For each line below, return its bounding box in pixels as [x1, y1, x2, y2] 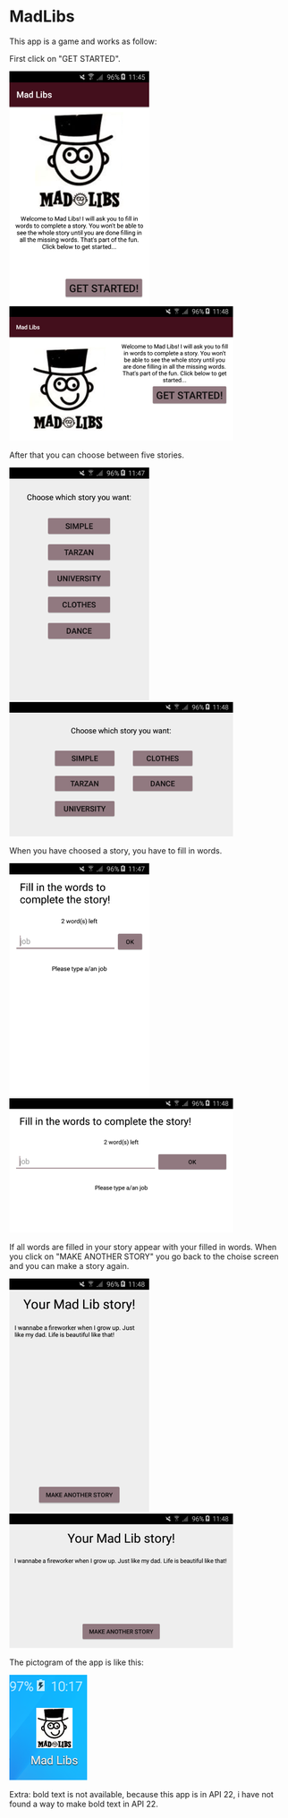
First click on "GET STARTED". [9, 53, 121, 64]
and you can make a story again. [9, 1260, 130, 1271]
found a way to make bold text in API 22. [9, 1798, 158, 1809]
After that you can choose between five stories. [9, 450, 185, 460]
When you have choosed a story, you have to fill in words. [9, 845, 223, 856]
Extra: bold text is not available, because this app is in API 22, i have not [9, 1788, 275, 1799]
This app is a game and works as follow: [9, 36, 157, 47]
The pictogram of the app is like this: [9, 1657, 145, 1668]
